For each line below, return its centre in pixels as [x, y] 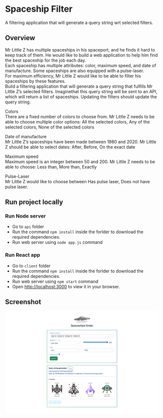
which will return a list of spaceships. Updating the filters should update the [81, 97]
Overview [20, 38]
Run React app [23, 255]
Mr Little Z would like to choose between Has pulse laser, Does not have [78, 181]
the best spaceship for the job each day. [46, 60]
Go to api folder [28, 227]
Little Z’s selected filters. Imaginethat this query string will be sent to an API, [81, 91]
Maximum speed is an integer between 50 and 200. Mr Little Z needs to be [80, 161]
